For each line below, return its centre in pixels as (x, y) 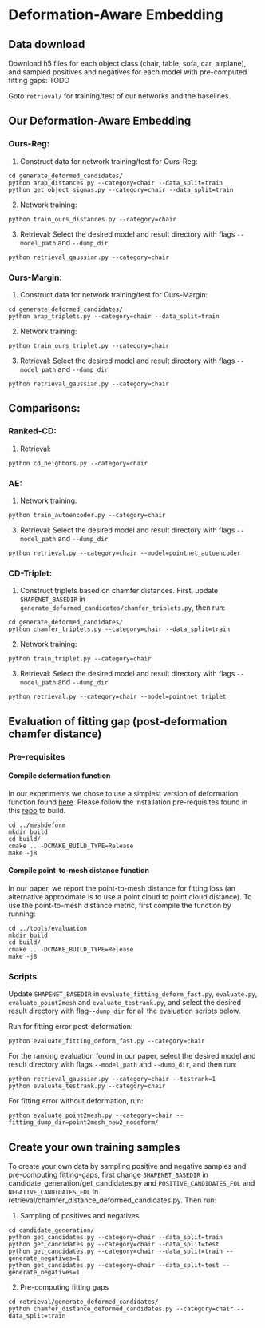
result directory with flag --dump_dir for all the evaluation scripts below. (125, 1011)
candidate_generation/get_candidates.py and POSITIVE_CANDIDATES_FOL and (132, 1183)
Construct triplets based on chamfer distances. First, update (119, 591)
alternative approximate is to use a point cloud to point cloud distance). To (130, 896)
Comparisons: (45, 408)
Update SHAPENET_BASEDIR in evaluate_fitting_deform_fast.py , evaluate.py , (133, 994)
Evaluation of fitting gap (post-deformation (118, 721)
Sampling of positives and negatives (79, 1216)
